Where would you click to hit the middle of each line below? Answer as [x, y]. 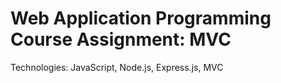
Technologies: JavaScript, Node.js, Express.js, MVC [117, 67]
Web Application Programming [141, 18]
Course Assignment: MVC [121, 39]
